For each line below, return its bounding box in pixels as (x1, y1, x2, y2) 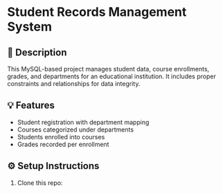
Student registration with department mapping (17, 118, 150, 126)
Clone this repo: (17, 178, 63, 187)
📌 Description (7, 46, 67, 58)
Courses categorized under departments (17, 125, 134, 134)
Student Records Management (7, 4, 187, 20)
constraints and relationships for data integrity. (7, 80, 141, 87)
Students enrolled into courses (17, 132, 105, 141)
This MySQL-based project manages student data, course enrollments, (7, 65, 210, 73)
